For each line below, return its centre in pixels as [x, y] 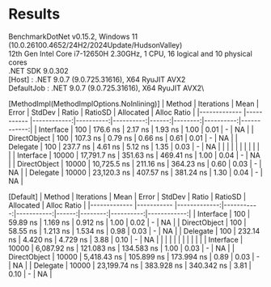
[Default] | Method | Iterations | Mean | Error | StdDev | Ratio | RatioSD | [127, 196]
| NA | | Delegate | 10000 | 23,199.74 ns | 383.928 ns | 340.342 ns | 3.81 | [130, 265]
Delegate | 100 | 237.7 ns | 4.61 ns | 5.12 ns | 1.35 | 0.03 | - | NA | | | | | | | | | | [134, 146]
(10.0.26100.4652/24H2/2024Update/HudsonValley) [95, 44]
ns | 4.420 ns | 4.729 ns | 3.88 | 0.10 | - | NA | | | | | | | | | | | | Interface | [126, 239]
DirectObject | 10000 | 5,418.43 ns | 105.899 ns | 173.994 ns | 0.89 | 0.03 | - [134, 256]
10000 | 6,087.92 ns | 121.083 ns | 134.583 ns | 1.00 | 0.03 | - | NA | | [121, 248]
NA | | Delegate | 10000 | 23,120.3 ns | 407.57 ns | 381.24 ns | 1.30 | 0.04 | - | [135, 172]
